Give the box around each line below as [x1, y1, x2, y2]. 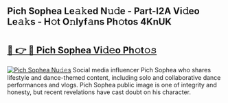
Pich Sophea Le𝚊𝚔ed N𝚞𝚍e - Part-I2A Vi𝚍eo [7, 5, 201, 17]
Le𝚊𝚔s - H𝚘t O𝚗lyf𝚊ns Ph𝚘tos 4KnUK [7, 16, 172, 28]
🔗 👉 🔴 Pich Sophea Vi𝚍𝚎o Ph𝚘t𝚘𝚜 [7, 44, 157, 56]
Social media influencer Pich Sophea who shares [72, 66, 212, 74]
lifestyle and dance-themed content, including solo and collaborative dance [7, 74, 221, 81]
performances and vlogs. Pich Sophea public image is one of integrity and [7, 81, 218, 89]
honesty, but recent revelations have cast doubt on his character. [7, 88, 191, 96]
